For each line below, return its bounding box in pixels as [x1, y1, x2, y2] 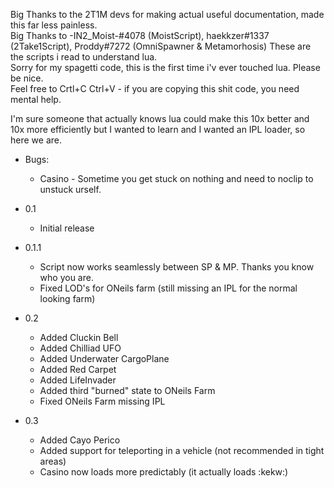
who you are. [39, 272, 94, 283]
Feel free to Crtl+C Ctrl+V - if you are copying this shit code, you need [10, 83, 300, 94]
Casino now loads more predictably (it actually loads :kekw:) [39, 466, 289, 478]
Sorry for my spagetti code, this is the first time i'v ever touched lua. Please [10, 62, 321, 73]
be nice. [10, 72, 44, 84]
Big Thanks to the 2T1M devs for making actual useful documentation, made [10, 9, 325, 20]
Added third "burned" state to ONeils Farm [39, 385, 216, 396]
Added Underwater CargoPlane [39, 353, 170, 364]
